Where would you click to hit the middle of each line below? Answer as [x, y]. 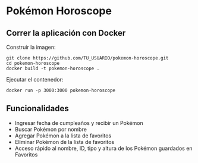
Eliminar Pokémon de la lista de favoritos [65, 142]
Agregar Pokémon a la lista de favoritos [63, 136]
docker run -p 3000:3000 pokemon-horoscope [61, 90]
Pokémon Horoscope [59, 11]
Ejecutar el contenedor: [35, 79]
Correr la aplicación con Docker [66, 33]
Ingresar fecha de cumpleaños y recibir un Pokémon [79, 123]
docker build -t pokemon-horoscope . [53, 68]
